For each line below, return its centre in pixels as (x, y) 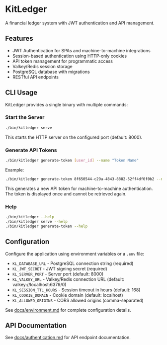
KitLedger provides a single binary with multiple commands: (67, 104)
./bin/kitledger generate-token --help (46, 226)
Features (19, 39)
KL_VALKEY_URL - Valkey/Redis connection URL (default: (68, 279)
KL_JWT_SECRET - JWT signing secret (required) (60, 268)
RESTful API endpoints (35, 77)
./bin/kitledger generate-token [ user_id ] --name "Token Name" (72, 161)
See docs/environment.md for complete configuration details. (68, 310)
